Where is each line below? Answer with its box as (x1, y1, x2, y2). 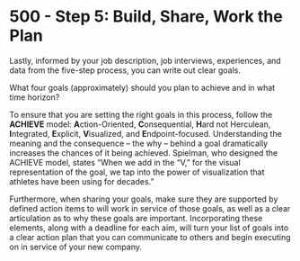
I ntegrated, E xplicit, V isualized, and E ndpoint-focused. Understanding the (9, 128, 283, 139)
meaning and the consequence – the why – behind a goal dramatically (9, 138, 269, 148)
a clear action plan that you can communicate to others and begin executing (9, 231, 291, 242)
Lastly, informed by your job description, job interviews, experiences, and (9, 55, 281, 66)
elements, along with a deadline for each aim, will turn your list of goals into (9, 222, 289, 233)
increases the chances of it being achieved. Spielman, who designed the (9, 147, 278, 158)
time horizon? (9, 92, 60, 103)
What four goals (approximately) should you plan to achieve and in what (9, 82, 276, 93)
